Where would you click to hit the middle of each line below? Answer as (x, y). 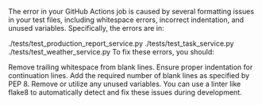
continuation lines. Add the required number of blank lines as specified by (129, 75)
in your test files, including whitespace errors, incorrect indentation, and (126, 20)
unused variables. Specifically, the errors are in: (86, 28)
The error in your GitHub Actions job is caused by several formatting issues (131, 11)
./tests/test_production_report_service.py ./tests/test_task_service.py (121, 43)
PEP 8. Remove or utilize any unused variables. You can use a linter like (125, 84)
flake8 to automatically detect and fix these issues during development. (125, 92)
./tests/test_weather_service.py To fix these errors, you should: (111, 52)
